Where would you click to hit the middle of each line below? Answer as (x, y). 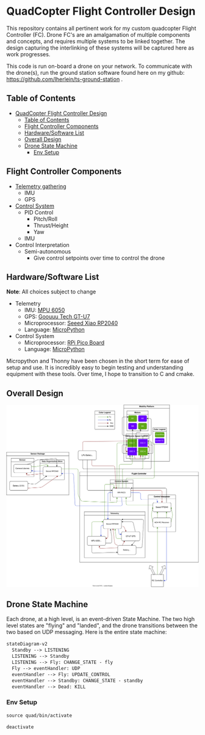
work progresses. (28, 54)
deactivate (20, 727)
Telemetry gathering (41, 186)
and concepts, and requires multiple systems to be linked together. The (96, 41)
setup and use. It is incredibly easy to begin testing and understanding (95, 367)
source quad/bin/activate (39, 716)
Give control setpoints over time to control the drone (99, 258)
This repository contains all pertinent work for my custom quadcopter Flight (101, 28)
